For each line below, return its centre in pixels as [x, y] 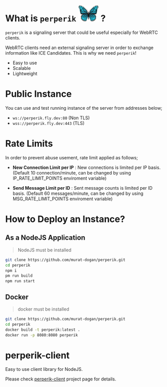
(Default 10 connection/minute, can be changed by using [72, 173]
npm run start [20, 281]
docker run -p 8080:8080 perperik [42, 335]
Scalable [22, 68]
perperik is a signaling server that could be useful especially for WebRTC [82, 32]
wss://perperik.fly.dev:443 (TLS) [49, 123]
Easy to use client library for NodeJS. [44, 369]
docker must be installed [43, 309]
